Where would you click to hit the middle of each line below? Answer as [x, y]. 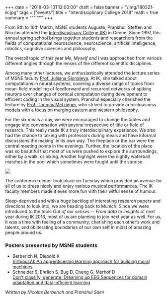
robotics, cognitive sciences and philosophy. [51, 48]
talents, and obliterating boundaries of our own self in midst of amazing [78, 227]
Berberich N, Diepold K [36, 256]
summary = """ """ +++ [29, 18]
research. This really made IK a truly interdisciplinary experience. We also [80, 130]
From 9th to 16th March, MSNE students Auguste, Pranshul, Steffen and [78, 27]
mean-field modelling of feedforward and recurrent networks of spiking [78, 89]
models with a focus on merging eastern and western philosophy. [72, 110]
